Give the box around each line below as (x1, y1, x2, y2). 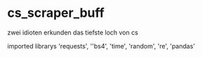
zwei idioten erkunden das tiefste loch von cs (7, 28, 139, 37)
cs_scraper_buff (7, 5, 105, 21)
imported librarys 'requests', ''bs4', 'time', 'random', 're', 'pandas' (7, 42, 195, 50)
